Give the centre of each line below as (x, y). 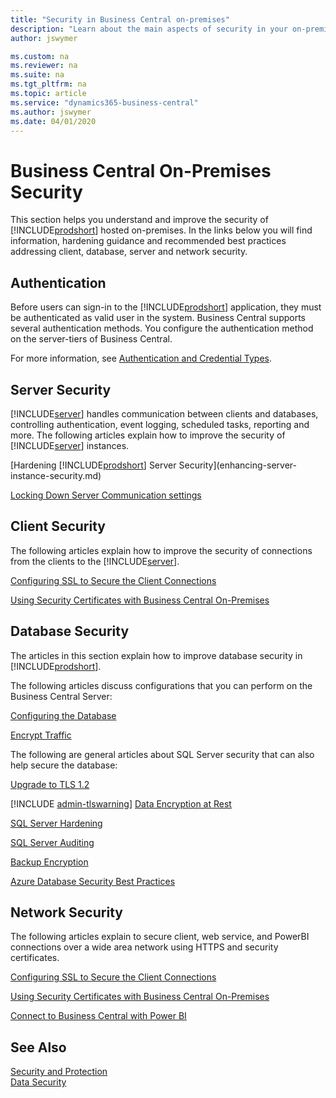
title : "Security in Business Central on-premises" (120, 19)
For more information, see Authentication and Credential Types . (141, 358)
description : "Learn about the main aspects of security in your (149, 29)
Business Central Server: (61, 696)
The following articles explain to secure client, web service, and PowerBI (160, 937)
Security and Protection (59, 1072)
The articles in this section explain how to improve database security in (156, 655)
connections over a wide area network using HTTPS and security (144, 947)
